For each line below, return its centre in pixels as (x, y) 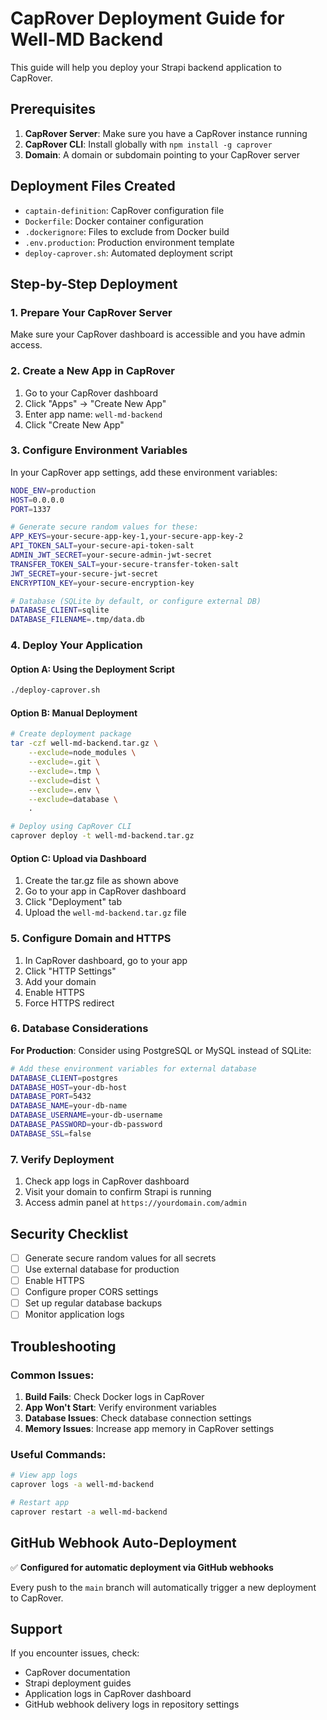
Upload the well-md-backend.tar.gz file (105, 913)
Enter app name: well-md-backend (93, 414)
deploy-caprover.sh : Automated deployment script (128, 253)
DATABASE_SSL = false (51, 1133)
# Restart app (40, 1503)
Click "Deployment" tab (73, 902)
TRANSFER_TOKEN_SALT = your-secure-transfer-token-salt (125, 564)
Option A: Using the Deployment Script (92, 669)
